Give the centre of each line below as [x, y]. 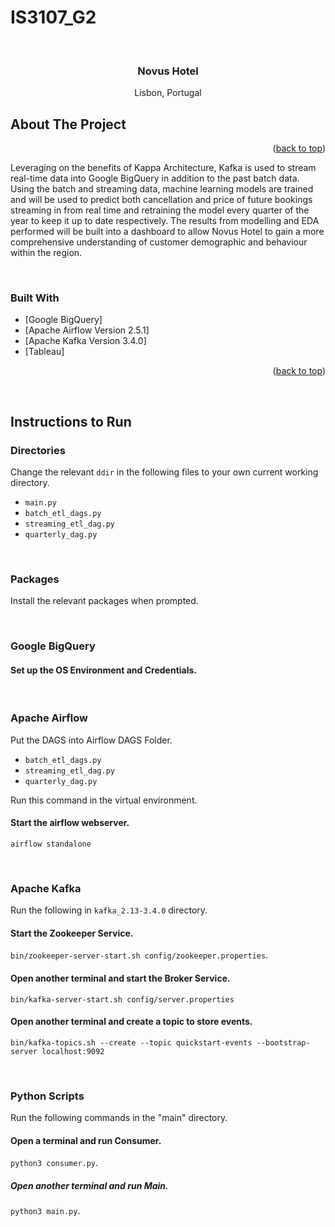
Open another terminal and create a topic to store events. [131, 1022]
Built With [35, 298]
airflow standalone [51, 844]
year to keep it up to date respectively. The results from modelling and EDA [165, 221]
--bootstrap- [283, 1042]
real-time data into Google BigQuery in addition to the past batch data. [155, 178]
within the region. [46, 253]
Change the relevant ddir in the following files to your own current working [164, 472]
